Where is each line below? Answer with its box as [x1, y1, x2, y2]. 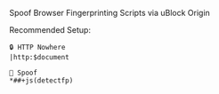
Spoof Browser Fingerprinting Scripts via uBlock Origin [9, 8, 211, 18]
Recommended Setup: [9, 25, 92, 35]
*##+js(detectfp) [9, 76, 74, 85]
